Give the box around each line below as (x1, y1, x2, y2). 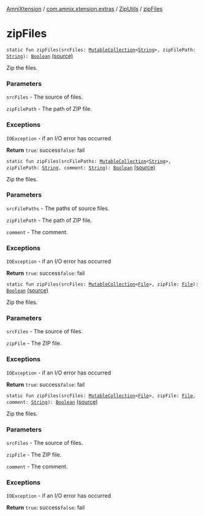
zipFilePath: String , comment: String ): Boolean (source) (6, 164, 156, 171)
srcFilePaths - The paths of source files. (6, 205, 110, 212)
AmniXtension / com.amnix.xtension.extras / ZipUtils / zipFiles (6, 6, 163, 12)
